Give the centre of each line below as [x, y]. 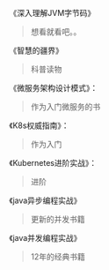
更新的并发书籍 [58, 219]
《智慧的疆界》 [36, 50]
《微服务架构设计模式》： [54, 88]
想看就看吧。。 [56, 32]
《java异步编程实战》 [45, 200]
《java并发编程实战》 [45, 238]
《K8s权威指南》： [39, 125]
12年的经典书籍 [58, 257]
